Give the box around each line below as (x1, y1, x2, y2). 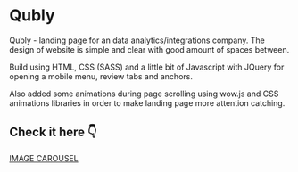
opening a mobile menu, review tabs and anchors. (9, 70, 194, 81)
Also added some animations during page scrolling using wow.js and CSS (9, 88, 279, 99)
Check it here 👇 (9, 125, 97, 140)
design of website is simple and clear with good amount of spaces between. (9, 44, 290, 54)
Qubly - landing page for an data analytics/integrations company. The (9, 35, 265, 45)
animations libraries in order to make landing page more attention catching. (9, 97, 286, 108)
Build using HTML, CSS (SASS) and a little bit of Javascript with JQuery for (9, 61, 285, 72)
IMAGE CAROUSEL (9, 152, 79, 163)
